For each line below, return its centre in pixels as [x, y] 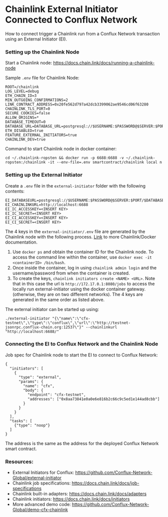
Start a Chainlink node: [29, 63]
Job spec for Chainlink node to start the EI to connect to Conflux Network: [81, 355]
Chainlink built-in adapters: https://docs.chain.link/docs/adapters [79, 494]
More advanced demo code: [41, 504]
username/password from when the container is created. [71, 273]
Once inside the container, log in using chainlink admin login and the [84, 267]
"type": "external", [40, 377]
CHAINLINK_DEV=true [25, 139]
